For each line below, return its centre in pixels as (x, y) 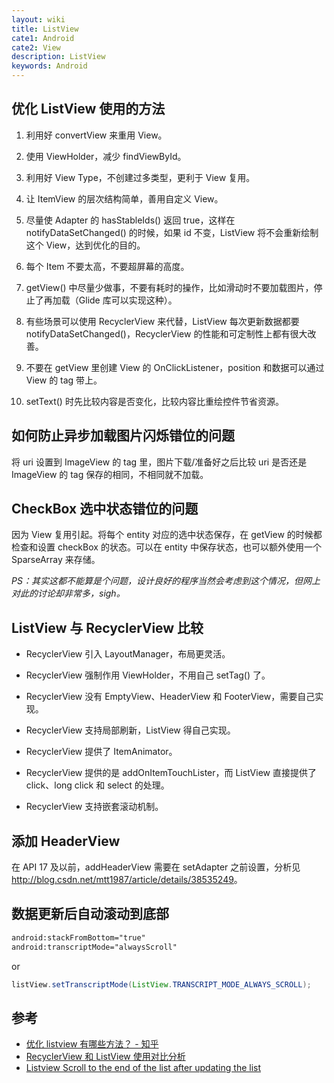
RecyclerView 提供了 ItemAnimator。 (101, 752)
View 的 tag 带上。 (64, 380)
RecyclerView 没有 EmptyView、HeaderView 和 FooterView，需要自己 (170, 697)
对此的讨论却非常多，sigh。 (68, 593)
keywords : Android (49, 66)
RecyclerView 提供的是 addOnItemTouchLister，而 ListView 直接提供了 (171, 773)
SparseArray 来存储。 (56, 560)
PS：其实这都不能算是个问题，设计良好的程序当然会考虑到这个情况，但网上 (166, 581)
